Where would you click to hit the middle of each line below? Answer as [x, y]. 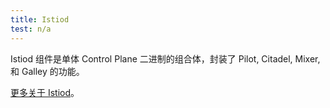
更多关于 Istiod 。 [45, 92]
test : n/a [31, 29]
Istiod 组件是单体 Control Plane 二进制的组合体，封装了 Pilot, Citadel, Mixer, [165, 58]
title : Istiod [40, 19]
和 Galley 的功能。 [47, 71]
